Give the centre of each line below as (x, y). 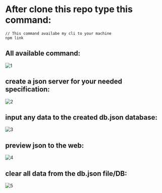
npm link (14, 38)
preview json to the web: (45, 145)
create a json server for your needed (64, 82)
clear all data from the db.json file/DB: (66, 174)
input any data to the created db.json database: (81, 117)
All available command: (43, 53)
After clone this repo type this (69, 9)
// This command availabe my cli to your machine (59, 33)
